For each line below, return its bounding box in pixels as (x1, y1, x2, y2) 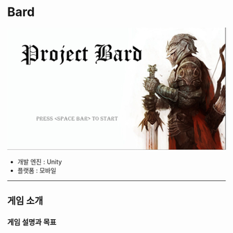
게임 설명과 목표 (7, 218, 57, 227)
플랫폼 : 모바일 (17, 166, 57, 174)
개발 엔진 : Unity (17, 157, 62, 166)
